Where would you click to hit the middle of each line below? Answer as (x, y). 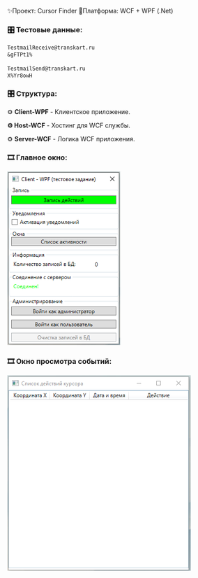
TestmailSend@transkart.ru (46, 69)
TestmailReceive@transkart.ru (51, 48)
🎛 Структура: (32, 94)
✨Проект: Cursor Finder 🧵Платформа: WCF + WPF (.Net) (90, 11)
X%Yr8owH (20, 76)
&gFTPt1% (20, 55)
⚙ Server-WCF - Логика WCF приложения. (71, 139)
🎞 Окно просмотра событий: (60, 361)
